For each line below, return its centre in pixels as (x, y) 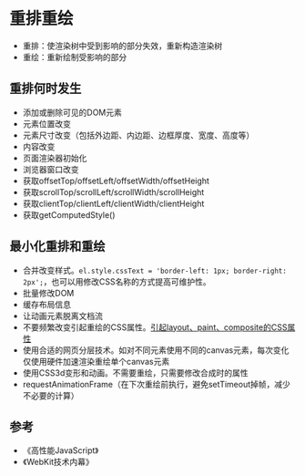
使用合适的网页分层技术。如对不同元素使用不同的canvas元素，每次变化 (156, 350)
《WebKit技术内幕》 (58, 462)
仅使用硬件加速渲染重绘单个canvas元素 (96, 361)
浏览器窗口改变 (51, 169)
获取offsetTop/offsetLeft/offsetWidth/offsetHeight (116, 181)
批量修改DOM (48, 293)
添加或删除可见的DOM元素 (72, 112)
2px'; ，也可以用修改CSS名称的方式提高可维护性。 (117, 281)
